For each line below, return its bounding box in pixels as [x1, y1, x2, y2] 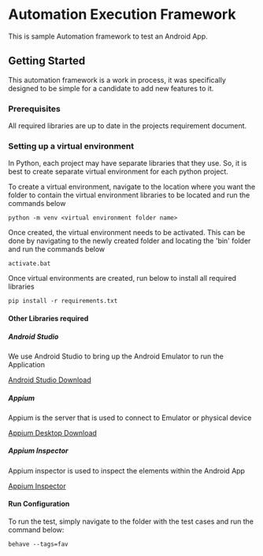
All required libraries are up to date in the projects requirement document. [8, 121, 247, 131]
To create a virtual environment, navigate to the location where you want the [8, 182, 256, 192]
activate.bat [8, 260, 51, 268]
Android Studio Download [8, 375, 92, 385]
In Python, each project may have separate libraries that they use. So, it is [8, 159, 247, 168]
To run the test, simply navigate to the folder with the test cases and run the [8, 517, 254, 526]
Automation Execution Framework [8, 6, 236, 24]
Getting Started [8, 54, 86, 68]
